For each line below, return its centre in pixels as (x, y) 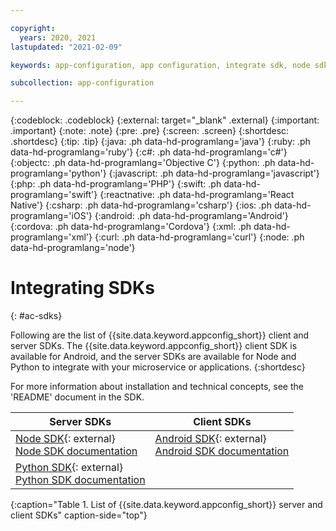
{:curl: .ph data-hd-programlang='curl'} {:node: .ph (199, 237)
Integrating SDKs (82, 288)
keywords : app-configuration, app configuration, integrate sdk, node (160, 65)
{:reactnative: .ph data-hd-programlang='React (197, 195)
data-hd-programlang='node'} (73, 248)
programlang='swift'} (54, 195)
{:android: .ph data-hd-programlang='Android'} (191, 216)
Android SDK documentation (222, 451)
